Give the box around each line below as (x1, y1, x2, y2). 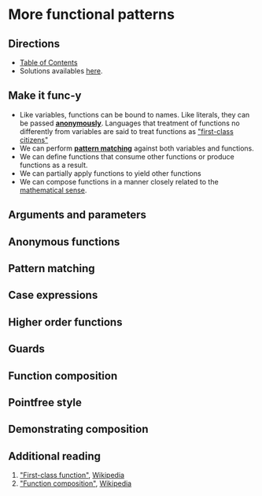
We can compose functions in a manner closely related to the (19, 177, 219, 186)
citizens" (19, 135, 49, 144)
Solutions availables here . (19, 66, 103, 76)
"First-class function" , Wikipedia (19, 471, 124, 480)
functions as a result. (19, 160, 88, 170)
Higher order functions (8, 315, 123, 329)
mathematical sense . (19, 185, 87, 195)
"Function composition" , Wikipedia (19, 479, 132, 488)
